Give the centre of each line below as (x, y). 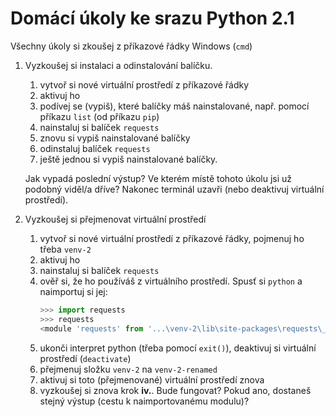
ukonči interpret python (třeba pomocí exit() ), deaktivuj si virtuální (178, 348)
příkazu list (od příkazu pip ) (99, 116)
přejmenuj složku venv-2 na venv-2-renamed (128, 369)
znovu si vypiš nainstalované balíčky (115, 138)
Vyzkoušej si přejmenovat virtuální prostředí (115, 219)
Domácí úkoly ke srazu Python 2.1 (152, 18)
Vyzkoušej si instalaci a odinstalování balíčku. (118, 65)
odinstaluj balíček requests (95, 148)
